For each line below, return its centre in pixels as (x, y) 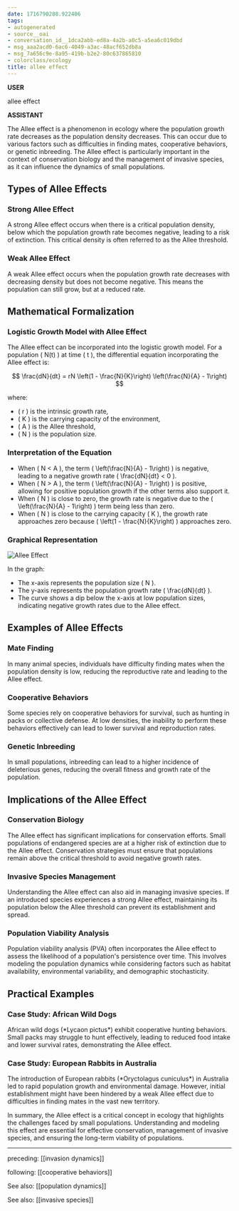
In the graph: (26, 569)
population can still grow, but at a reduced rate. (76, 289)
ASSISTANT (26, 115)
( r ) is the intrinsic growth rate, (63, 411)
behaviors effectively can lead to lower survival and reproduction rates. (112, 728)
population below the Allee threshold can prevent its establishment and (111, 907)
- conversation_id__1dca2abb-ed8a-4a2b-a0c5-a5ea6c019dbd (95, 41)
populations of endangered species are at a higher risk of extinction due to (117, 842)
